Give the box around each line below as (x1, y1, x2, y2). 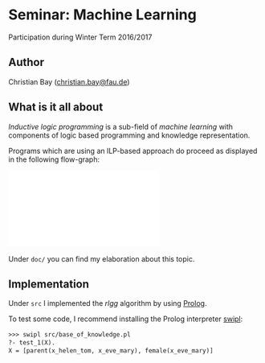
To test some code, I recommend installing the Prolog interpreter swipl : (8, 314, 243, 324)
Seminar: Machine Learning (8, 6, 197, 24)
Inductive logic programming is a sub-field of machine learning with (8, 122, 234, 131)
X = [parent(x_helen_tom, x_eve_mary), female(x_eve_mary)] (8, 347, 214, 355)
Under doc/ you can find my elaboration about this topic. (8, 254, 195, 263)
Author (8, 56, 44, 69)
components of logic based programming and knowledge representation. (8, 130, 251, 140)
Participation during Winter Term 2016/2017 (8, 32, 153, 42)
